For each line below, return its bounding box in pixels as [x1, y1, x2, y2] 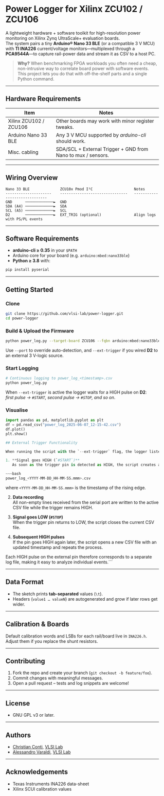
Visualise [5, 406, 28, 413]
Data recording [12, 494, 44, 500]
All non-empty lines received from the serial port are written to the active [12, 499, 159, 505]
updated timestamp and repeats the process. [12, 544, 103, 550]
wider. [12, 601, 25, 607]
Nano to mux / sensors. [55, 152, 109, 159]
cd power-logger [5, 316, 38, 321]
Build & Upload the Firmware [5, 327, 74, 334]
